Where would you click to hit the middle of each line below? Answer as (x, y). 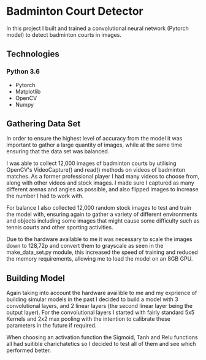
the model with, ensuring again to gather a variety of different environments (102, 214)
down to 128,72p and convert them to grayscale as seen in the (85, 246)
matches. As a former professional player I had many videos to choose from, (103, 177)
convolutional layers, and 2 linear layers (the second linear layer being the (100, 306)
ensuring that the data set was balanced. (58, 151)
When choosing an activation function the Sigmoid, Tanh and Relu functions (102, 337)
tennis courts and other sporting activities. (60, 228)
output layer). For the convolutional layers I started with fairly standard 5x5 (101, 312)
